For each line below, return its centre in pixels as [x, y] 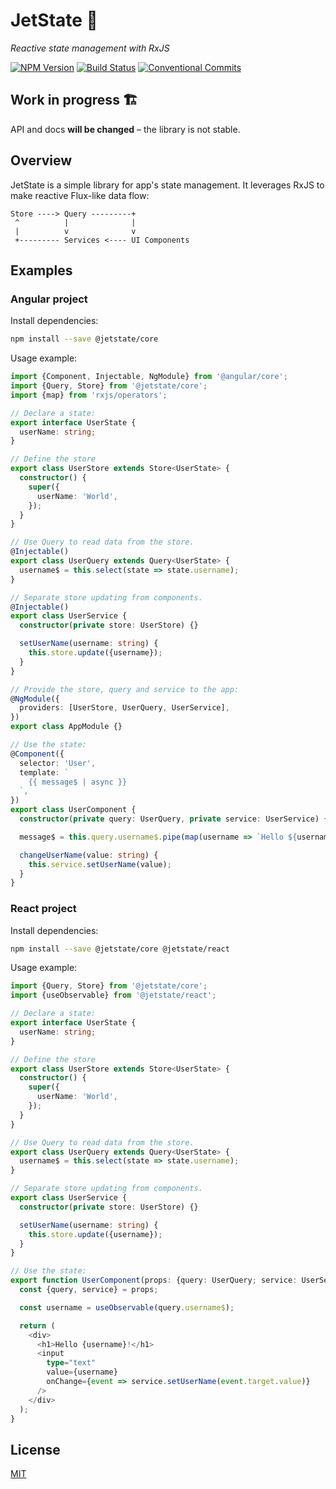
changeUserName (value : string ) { [89, 855]
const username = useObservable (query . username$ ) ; [127, 1307]
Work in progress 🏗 [74, 100]
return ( [37, 1325]
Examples [41, 270]
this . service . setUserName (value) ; [100, 864]
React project [43, 909]
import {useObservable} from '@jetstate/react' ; [113, 995]
